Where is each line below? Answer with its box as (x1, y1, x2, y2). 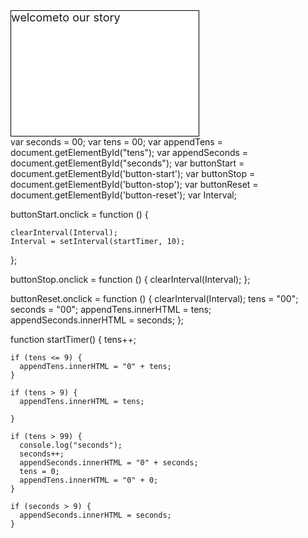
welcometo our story (11, 10, 121, 24)
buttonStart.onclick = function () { (10, 209, 149, 220)
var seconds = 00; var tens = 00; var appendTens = (10, 136, 223, 148)
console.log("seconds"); (19, 440, 123, 450)
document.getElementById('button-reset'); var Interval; (10, 189, 237, 201)
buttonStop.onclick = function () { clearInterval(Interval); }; (10, 274, 251, 285)
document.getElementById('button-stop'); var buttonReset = (10, 179, 259, 190)
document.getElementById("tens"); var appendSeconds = (10, 147, 249, 158)
